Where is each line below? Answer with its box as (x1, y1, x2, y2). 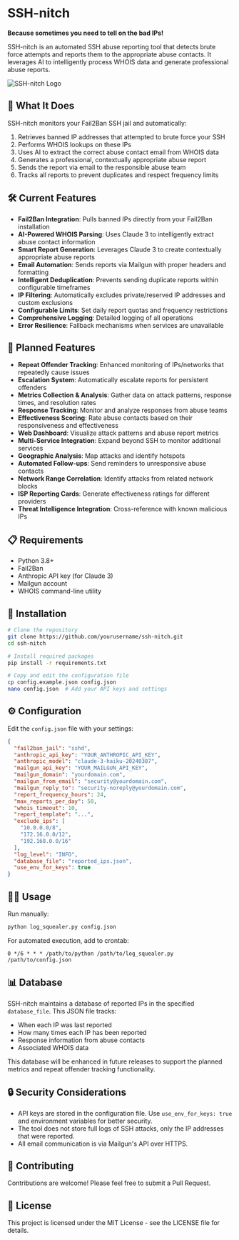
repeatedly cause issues (17, 368, 90, 376)
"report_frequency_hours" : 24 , (14, 791, 107, 798)
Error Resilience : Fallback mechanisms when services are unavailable (17, 321, 224, 329)
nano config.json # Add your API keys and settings (7, 686, 168, 693)
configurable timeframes (17, 283, 91, 291)
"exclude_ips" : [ (14, 818, 66, 825)
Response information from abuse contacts (17, 1036, 145, 1044)
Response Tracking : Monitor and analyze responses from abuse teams (17, 406, 228, 415)
